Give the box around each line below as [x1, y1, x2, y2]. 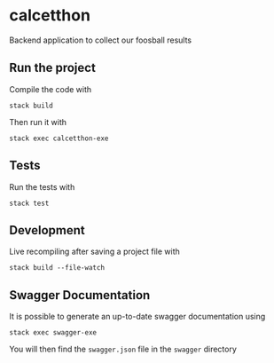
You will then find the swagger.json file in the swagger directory [9, 343, 238, 355]
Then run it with [9, 116, 67, 127]
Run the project [9, 60, 96, 75]
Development [9, 223, 86, 238]
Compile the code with [9, 83, 92, 94]
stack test [9, 199, 50, 208]
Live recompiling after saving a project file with [9, 246, 180, 257]
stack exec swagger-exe [9, 328, 98, 337]
